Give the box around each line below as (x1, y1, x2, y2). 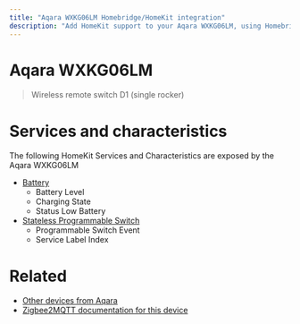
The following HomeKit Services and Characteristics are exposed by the (9, 150, 275, 161)
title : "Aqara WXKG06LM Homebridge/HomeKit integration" (9, 13, 226, 22)
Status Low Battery (35, 206, 106, 217)
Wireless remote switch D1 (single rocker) (30, 90, 185, 100)
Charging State (35, 196, 91, 207)
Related (9, 266, 67, 286)
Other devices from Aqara (21, 295, 118, 306)
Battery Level (35, 187, 85, 198)
